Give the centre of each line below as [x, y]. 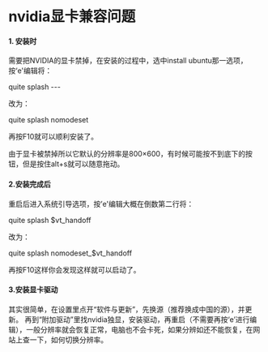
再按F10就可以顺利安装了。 [53, 137]
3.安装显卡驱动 [33, 290]
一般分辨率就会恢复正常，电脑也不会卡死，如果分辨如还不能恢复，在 [139, 329]
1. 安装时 [23, 41]
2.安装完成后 [30, 184]
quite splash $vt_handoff [50, 220]
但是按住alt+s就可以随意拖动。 [73, 164]
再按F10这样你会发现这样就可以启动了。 [74, 269]
